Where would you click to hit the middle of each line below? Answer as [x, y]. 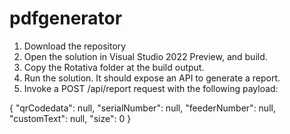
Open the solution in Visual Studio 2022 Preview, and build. [145, 56]
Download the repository [75, 46]
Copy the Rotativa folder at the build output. [114, 67]
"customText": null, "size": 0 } [70, 118]
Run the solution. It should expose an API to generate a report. [152, 78]
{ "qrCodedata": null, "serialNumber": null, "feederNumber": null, [142, 108]
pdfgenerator [66, 18]
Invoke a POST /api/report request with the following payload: [151, 88]
